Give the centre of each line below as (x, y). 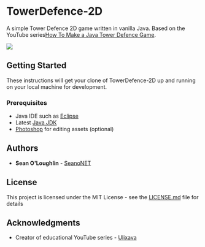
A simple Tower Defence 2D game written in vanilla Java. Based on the (96, 28)
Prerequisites (27, 102)
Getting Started (37, 66)
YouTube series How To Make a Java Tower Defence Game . (81, 34)
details (15, 203)
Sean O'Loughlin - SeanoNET (53, 163)
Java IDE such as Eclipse (47, 116)
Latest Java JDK (36, 123)
